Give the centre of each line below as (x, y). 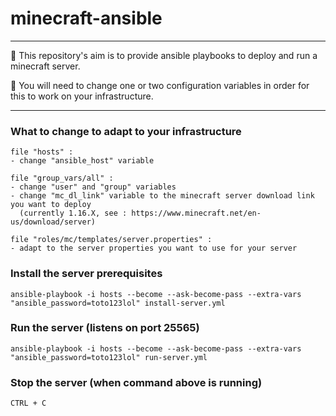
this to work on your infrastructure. (82, 96)
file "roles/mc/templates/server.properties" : (111, 240)
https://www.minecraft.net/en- (196, 213)
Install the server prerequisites (86, 274)
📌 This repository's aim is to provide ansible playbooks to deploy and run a (164, 55)
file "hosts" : (42, 152)
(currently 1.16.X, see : (73, 213)
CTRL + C (28, 403)
